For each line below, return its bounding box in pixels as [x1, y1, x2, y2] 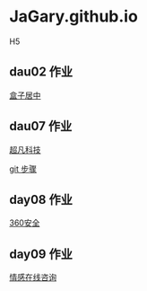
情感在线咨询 [9, 272, 56, 283]
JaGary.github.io [9, 6, 139, 27]
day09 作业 [9, 246, 73, 261]
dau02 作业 [9, 65, 73, 80]
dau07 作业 [9, 119, 73, 134]
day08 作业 [9, 191, 73, 207]
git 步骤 [9, 163, 38, 174]
